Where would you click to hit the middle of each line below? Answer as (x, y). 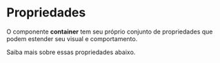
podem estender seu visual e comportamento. (72, 38)
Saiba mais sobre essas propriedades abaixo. (71, 52)
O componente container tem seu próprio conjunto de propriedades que (110, 32)
